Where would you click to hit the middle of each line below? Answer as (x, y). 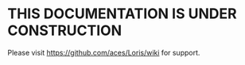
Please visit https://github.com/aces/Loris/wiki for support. (104, 52)
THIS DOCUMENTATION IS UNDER (122, 14)
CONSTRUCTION (65, 31)
